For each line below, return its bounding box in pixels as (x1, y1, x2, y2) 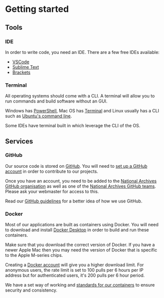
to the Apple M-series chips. (5, 252, 63, 258)
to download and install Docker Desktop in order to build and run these (5, 227, 149, 233)
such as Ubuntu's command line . (5, 113, 72, 119)
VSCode (12, 58, 30, 65)
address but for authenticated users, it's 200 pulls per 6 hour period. (5, 272, 145, 278)
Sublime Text (12, 64, 40, 70)
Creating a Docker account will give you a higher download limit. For (5, 262, 144, 268)
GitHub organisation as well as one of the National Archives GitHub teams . (5, 183, 157, 189)
